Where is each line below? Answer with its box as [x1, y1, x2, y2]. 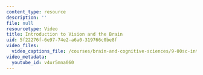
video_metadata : [6, 54, 47, 60]
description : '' [6, 15, 47, 21]
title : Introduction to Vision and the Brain [6, 31, 123, 37]
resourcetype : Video [6, 25, 59, 32]
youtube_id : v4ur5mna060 [11, 59, 74, 65]
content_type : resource [6, 8, 66, 15]
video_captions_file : [11, 48, 66, 54]
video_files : [6, 43, 39, 49]
